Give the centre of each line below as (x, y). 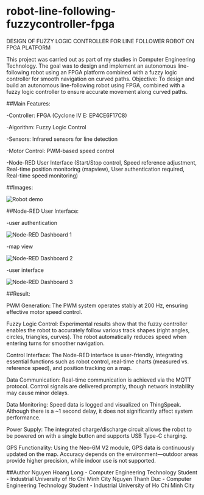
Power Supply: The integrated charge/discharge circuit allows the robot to (99, 429)
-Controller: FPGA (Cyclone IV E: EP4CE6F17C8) (67, 115)
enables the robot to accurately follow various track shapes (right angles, (98, 330)
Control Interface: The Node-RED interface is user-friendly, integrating (95, 355)
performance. (23, 417)
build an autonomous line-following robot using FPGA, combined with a (96, 85)
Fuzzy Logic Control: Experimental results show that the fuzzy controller (97, 324)
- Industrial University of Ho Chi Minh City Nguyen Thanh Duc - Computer (99, 479)
